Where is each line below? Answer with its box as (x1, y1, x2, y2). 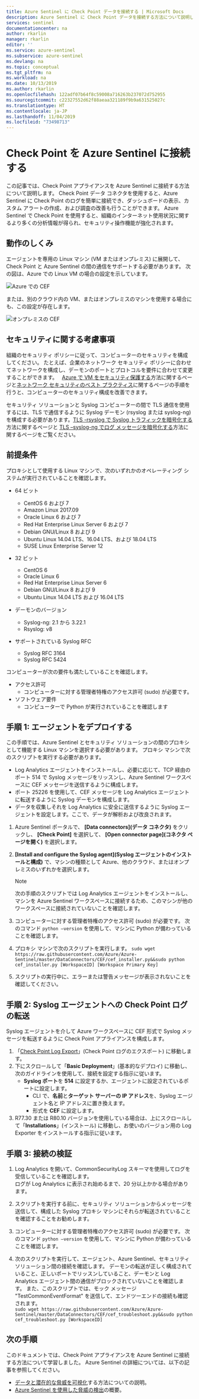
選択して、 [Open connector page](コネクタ (78, 831, 187, 838)
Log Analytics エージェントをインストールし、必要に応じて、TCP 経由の (14, 766, 191, 773)
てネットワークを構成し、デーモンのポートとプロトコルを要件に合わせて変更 (6, 366, 193, 373)
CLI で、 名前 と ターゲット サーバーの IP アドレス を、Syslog (32, 1092, 176, 1100)
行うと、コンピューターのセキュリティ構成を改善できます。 (6, 389, 151, 396)
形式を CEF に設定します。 (32, 1107, 97, 1114)
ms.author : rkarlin (6, 86, 54, 92)
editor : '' (6, 42, 33, 48)
